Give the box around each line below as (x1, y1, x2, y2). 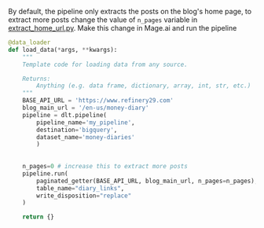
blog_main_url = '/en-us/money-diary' (22, 104, 149, 112)
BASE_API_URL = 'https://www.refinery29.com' (22, 97, 174, 105)
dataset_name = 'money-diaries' (36, 133, 135, 141)
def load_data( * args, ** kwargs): (8, 46, 118, 53)
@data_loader (8, 39, 51, 46)
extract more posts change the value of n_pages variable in (8, 15, 198, 24)
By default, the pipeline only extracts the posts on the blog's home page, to (8, 7, 252, 16)
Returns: (22, 75, 51, 83)
